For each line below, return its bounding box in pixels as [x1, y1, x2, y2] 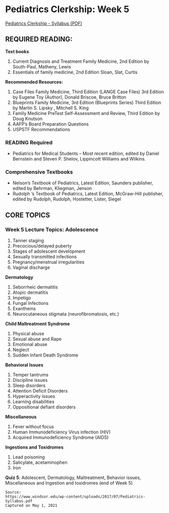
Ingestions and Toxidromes [5, 444, 64, 450]
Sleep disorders [12, 382, 46, 388]
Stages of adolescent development [12, 248, 86, 254]
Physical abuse [12, 331, 44, 337]
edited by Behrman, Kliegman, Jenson [12, 185, 92, 191]
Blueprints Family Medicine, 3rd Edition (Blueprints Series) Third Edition [12, 99, 161, 105]
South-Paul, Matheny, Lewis [12, 63, 72, 69]
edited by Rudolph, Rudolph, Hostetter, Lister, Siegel [12, 196, 121, 202]
